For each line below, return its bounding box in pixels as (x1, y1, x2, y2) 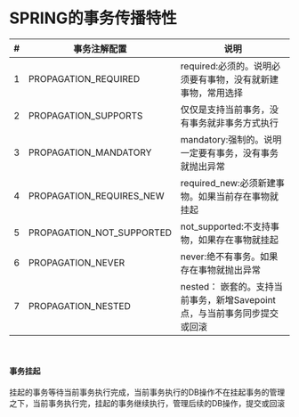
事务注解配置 (73, 42, 127, 54)
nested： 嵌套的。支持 (180, 280, 274, 292)
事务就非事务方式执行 (189, 117, 279, 129)
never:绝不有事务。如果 (180, 250, 279, 263)
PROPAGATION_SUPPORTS (28, 109, 143, 121)
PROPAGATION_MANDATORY (28, 146, 152, 159)
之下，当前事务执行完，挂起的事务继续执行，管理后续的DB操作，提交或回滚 (9, 398, 286, 409)
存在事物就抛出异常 (180, 264, 261, 276)
